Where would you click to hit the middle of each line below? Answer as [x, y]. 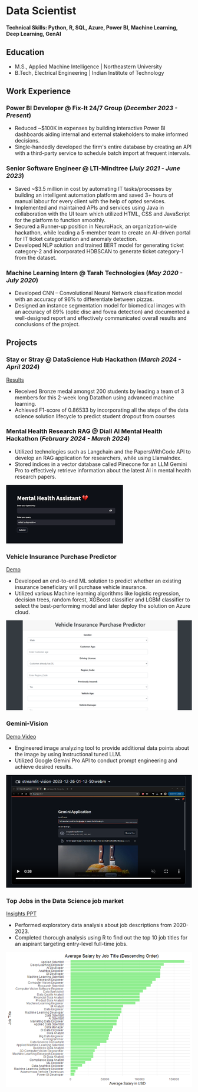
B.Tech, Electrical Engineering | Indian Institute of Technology [89, 72]
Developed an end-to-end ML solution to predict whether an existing [98, 581]
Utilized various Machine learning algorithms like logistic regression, [98, 594]
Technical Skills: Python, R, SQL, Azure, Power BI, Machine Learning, [92, 27]
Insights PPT [22, 914]
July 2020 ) [22, 280]
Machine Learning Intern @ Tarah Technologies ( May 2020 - [94, 273]
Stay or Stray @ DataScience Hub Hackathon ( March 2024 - [94, 359]
